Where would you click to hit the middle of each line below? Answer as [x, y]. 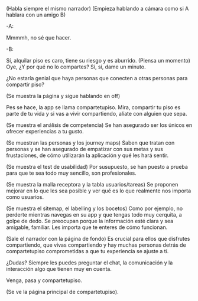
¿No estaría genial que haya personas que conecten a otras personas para [97, 78]
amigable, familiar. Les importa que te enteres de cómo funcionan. [87, 227]
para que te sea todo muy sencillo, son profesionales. [72, 173]
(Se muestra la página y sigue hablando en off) [63, 96]
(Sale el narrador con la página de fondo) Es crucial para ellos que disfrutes [98, 239]
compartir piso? [25, 84]
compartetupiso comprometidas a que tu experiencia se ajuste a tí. [87, 251]
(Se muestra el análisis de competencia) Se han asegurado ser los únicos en [99, 125]
